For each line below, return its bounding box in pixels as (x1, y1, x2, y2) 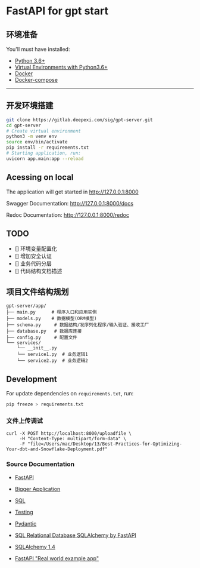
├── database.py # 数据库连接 (6, 328, 82, 334)
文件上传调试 (6, 416, 43, 425)
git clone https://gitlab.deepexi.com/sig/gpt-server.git (6, 116, 153, 123)
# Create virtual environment (6, 128, 82, 134)
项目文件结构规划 (6, 287, 69, 297)
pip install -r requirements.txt (6, 145, 89, 151)
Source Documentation (6, 460, 75, 468)
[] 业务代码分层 (14, 260, 52, 267)
